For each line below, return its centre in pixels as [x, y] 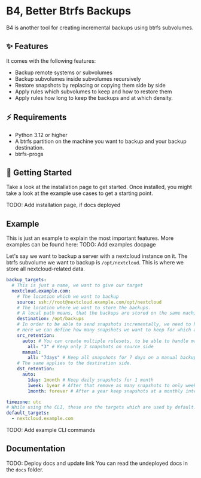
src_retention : [36, 335]
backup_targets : [26, 280]
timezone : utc [24, 402]
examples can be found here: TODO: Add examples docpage [81, 245]
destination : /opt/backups [51, 319]
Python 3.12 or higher [41, 135]
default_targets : [28, 413]
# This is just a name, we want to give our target [77, 285]
